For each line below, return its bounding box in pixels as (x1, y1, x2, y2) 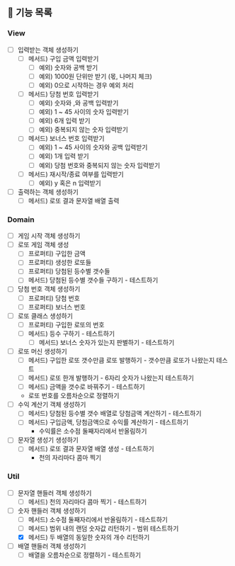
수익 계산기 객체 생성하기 (17, 400, 86, 409)
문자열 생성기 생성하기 (17, 436, 79, 444)
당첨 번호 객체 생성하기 (17, 285, 81, 293)
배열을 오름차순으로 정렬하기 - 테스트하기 (28, 551, 142, 560)
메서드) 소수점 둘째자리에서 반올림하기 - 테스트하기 (28, 515, 168, 523)
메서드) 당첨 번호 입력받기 (28, 90, 99, 98)
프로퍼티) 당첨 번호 (28, 293, 80, 302)
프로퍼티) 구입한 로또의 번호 (28, 320, 105, 329)
